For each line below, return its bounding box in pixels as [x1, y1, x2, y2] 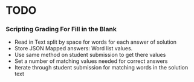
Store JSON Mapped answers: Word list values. [14, 45, 133, 52]
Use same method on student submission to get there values [14, 51, 166, 59]
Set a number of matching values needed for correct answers [14, 57, 168, 65]
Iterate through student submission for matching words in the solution [14, 64, 189, 71]
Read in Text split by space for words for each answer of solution [14, 38, 176, 45]
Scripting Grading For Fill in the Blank [5, 25, 117, 34]
